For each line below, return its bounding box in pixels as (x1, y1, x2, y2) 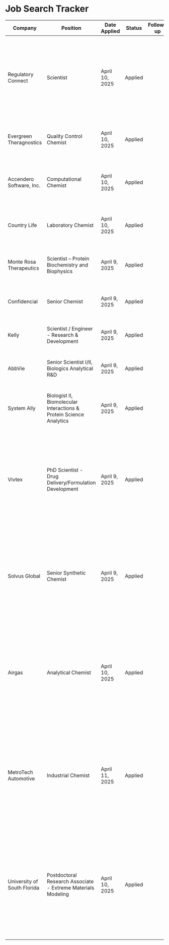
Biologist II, (47, 392, 73, 399)
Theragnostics (8, 139, 42, 146)
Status (125, 24, 142, 31)
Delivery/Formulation (47, 479, 97, 486)
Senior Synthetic (47, 569, 86, 576)
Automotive (8, 775, 35, 782)
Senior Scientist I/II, (47, 358, 93, 365)
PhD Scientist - (47, 466, 83, 474)
